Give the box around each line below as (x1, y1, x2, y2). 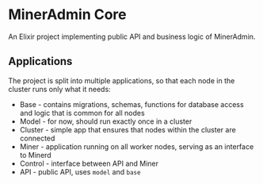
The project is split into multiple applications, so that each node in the (8, 75, 235, 85)
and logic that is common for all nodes (19, 108, 145, 117)
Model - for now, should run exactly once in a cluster (19, 117, 192, 126)
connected (19, 133, 55, 143)
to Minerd (19, 150, 51, 159)
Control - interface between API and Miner (19, 159, 159, 168)
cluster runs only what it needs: (8, 84, 111, 94)
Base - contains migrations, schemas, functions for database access (19, 99, 244, 109)
